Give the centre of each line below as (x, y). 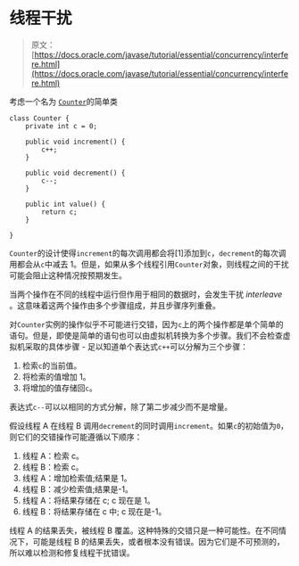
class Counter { (39, 118)
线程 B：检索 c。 (53, 467)
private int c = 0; (62, 126)
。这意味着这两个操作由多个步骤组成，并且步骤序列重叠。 (115, 305)
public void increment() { (75, 142)
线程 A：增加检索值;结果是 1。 (77, 478)
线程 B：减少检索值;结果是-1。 (78, 489)
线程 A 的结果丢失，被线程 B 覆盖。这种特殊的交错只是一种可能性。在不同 (144, 530)
